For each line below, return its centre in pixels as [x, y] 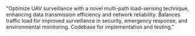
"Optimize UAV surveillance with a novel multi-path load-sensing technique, [97, 8]
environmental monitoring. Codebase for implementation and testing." [90, 27]
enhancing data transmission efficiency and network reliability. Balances [93, 15]
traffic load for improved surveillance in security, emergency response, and [97, 21]
